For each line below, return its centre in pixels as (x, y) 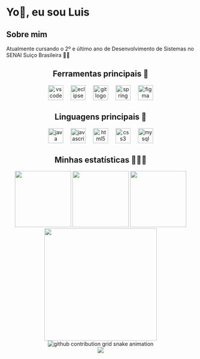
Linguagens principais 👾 (101, 117)
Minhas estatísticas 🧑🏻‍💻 (101, 160)
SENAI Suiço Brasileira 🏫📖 (38, 55)
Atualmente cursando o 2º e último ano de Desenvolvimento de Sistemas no (100, 49)
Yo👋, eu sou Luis (48, 12)
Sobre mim (27, 34)
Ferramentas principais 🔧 (101, 74)
